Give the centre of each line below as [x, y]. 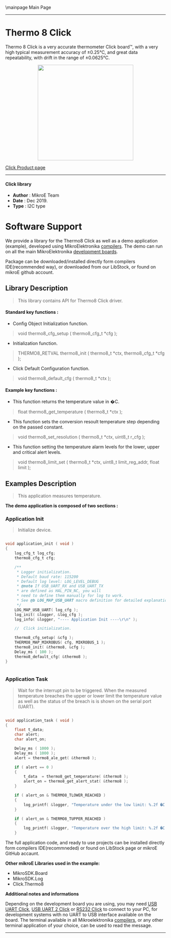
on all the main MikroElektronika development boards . [62, 252]
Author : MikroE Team [36, 195]
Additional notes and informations [42, 894]
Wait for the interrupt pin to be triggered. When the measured [82, 690]
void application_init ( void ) [39, 544]
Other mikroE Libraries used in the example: [53, 864]
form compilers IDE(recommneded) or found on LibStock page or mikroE [81, 848]
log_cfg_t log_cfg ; [35, 553]
